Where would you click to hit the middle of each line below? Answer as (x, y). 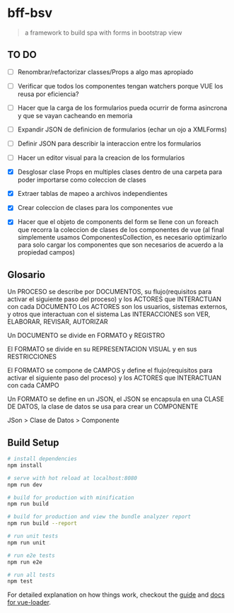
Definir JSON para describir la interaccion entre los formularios (109, 144)
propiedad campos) (46, 252)
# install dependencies (42, 459)
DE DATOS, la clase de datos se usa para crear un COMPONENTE (103, 407)
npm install (25, 465)
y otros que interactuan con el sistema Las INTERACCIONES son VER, (109, 314)
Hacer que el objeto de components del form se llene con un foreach (118, 222)
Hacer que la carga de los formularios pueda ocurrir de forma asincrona (122, 107)
